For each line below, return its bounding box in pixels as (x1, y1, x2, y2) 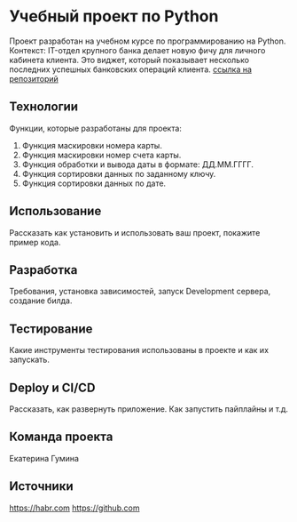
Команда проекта (9, 430, 113, 445)
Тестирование (9, 321, 93, 336)
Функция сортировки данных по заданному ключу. (21, 168, 216, 179)
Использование (9, 204, 102, 219)
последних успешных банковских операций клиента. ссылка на (9, 64, 253, 75)
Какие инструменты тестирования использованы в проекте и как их (9, 345, 269, 356)
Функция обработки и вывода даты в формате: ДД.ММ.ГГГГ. (21, 158, 254, 170)
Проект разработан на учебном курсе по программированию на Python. (9, 36, 286, 46)
